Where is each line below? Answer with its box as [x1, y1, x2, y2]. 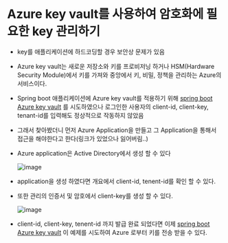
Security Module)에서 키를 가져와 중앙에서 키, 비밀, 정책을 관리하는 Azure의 [16, 70, 222, 79]
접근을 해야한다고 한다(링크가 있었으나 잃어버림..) [16, 134, 149, 142]
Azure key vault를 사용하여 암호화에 [7, 6, 204, 22]
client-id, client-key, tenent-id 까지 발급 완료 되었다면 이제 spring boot [16, 220, 210, 228]
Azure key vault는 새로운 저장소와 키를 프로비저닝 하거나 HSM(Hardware [16, 62, 215, 70]
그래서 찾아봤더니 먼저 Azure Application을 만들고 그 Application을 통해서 [16, 125, 217, 134]
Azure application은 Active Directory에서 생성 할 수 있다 [16, 149, 171, 157]
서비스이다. [16, 79, 47, 87]
